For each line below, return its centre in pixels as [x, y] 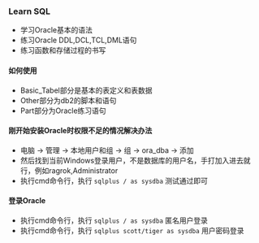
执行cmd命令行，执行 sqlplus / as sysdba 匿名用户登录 [114, 220]
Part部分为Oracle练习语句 [63, 111]
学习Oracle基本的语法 [56, 30]
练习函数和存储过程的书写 [63, 50]
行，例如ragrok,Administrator [69, 170]
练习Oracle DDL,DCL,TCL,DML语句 [78, 40]
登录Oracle [27, 201]
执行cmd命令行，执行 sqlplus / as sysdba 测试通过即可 [114, 180]
